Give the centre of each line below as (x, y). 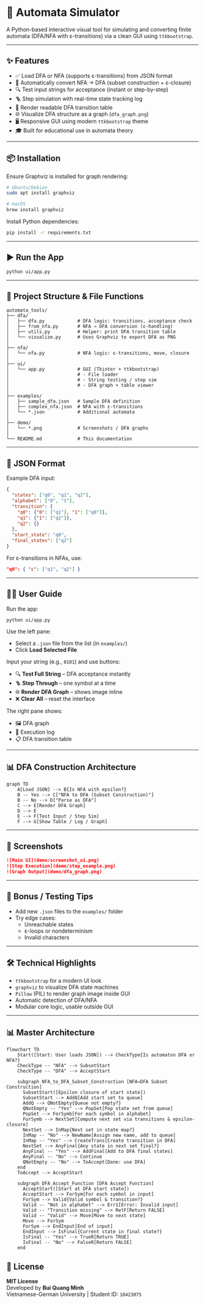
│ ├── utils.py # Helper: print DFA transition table (91, 332)
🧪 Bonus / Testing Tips (50, 897)
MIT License (22, 1281)
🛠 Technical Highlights (51, 963)
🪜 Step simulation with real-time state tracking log (79, 99)
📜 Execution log (35, 732)
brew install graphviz (35, 210)
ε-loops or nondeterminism (58, 931)
